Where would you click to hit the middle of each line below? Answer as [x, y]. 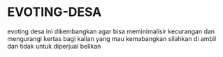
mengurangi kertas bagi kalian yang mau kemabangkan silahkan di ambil [112, 38]
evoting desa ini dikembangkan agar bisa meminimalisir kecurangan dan [111, 31]
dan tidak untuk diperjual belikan [54, 46]
